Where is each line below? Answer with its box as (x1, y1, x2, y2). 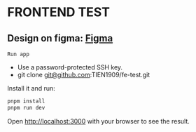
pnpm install (7, 98, 45, 105)
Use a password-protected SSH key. (17, 63, 123, 71)
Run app (7, 51, 30, 58)
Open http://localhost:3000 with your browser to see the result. (7, 117, 190, 125)
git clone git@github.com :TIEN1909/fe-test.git (17, 71, 150, 79)
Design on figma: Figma (7, 32, 113, 44)
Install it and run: (7, 84, 56, 92)
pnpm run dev (7, 104, 45, 111)
